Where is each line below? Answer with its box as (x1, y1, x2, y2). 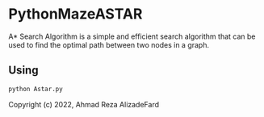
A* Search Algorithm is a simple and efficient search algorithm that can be (8, 31, 256, 41)
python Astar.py (8, 85, 63, 93)
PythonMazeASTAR (8, 5, 143, 23)
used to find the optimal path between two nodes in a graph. (8, 40, 210, 49)
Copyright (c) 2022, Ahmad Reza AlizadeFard (8, 99, 160, 109)
